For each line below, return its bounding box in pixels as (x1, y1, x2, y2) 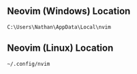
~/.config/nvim (7, 60, 50, 67)
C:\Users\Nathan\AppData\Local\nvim (7, 23, 111, 30)
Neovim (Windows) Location (7, 5, 131, 17)
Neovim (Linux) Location (7, 42, 114, 54)
